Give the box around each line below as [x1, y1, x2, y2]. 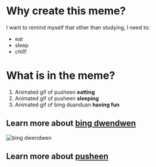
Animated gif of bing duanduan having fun [14, 101, 120, 108]
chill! [14, 48, 27, 55]
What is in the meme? [6, 69, 116, 83]
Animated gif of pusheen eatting [14, 88, 95, 96]
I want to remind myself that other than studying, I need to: [6, 24, 150, 31]
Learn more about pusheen [6, 152, 109, 162]
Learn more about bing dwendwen [6, 118, 136, 128]
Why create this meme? [6, 4, 126, 18]
